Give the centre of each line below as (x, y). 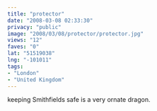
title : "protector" (36, 14)
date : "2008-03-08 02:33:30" (50, 21)
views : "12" (25, 40)
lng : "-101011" (30, 60)
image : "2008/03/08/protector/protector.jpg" (75, 34)
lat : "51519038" (31, 54)
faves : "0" (23, 47)
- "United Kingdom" (36, 80)
